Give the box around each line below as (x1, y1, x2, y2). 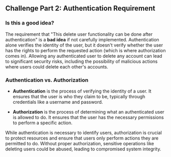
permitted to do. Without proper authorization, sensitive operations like (5, 140, 154, 146)
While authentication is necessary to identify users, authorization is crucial (5, 129, 162, 136)
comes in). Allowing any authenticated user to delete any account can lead (5, 53, 162, 59)
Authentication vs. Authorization (5, 76, 88, 83)
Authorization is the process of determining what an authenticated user (12, 108, 165, 115)
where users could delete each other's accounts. (5, 63, 109, 70)
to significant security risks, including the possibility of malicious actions (5, 58, 158, 64)
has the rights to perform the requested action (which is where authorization (5, 47, 166, 53)
